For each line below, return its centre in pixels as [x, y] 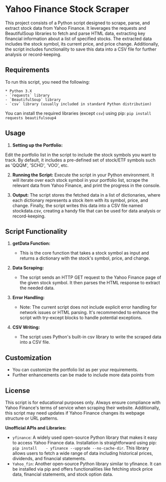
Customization [28, 358]
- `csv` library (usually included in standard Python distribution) [79, 104]
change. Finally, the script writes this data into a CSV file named [77, 205]
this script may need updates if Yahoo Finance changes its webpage [75, 413]
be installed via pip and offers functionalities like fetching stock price [83, 469]
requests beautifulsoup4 [31, 118]
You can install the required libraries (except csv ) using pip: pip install [78, 113]
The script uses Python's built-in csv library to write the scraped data [90, 337]
